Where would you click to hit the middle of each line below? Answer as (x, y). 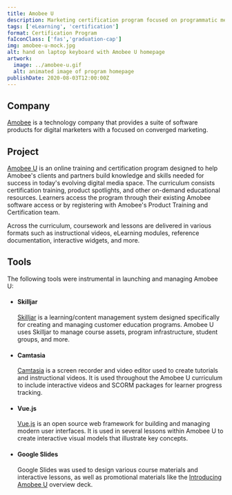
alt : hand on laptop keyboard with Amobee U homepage (86, 53)
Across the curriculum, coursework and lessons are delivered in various (109, 226)
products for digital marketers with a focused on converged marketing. (108, 130)
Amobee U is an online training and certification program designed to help (113, 168)
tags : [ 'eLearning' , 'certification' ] (63, 26)
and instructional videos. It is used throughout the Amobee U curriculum (120, 378)
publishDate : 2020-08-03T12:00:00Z (58, 78)
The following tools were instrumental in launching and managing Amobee (113, 279)
